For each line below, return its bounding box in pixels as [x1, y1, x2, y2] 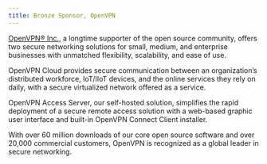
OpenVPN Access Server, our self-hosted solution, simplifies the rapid [8, 97, 239, 107]
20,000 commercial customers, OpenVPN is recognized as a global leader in [8, 138, 259, 147]
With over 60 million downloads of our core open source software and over [8, 130, 255, 139]
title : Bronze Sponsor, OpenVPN [8, 11, 116, 20]
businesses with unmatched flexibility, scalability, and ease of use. [8, 50, 227, 59]
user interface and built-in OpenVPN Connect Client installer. [8, 114, 208, 124]
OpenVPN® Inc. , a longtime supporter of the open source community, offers [8, 33, 257, 43]
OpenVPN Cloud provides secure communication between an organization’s [8, 65, 257, 75]
